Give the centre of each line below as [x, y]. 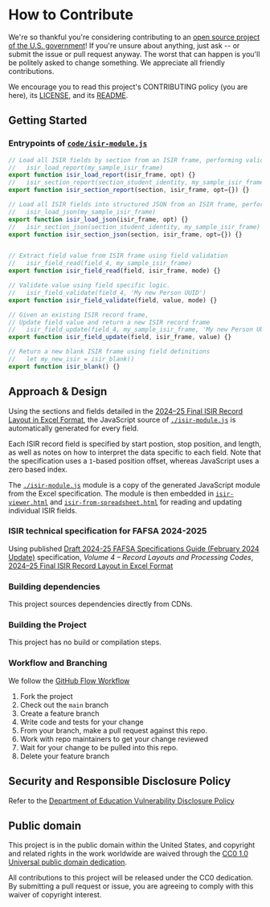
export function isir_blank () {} [64, 366]
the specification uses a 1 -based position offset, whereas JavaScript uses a [134, 460]
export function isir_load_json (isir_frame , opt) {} [98, 219]
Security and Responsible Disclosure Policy [120, 781]
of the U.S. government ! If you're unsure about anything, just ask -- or [124, 45]
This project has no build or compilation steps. [85, 642]
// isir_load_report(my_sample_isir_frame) [86, 168]
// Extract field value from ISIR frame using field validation [118, 256]
